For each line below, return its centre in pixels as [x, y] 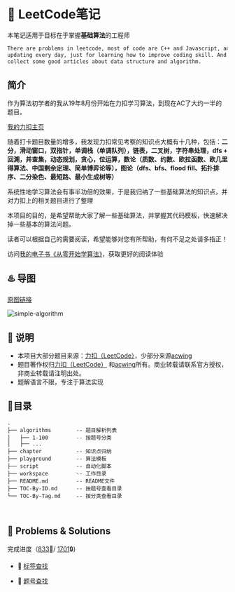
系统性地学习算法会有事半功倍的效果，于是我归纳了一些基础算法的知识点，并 [117, 192]
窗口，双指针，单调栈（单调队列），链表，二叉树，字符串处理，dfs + [129, 151]
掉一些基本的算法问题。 [41, 224]
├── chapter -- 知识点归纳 [59, 451]
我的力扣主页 [26, 127]
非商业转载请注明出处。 [51, 373]
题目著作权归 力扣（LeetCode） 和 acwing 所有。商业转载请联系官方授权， [122, 364]
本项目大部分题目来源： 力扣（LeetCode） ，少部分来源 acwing [105, 356]
